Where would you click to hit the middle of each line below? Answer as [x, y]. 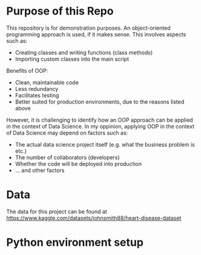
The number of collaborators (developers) [67, 157]
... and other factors [40, 170]
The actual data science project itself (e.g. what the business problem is [105, 144]
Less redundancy [37, 88]
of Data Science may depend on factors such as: [67, 133]
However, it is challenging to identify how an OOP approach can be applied [100, 120]
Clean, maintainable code [47, 82]
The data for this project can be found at [57, 211]
